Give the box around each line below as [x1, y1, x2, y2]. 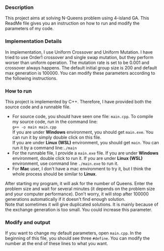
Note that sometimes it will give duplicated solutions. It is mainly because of [5, 201, 159, 207]
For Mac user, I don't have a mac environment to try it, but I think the [12, 165, 151, 171]
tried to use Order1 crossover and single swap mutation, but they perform [5, 54, 154, 60]
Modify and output [5, 219, 51, 225]
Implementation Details [5, 38, 62, 45]
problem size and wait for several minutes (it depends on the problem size [5, 186, 155, 191]
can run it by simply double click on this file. [12, 134, 102, 140]
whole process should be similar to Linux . [12, 171, 97, 177]
